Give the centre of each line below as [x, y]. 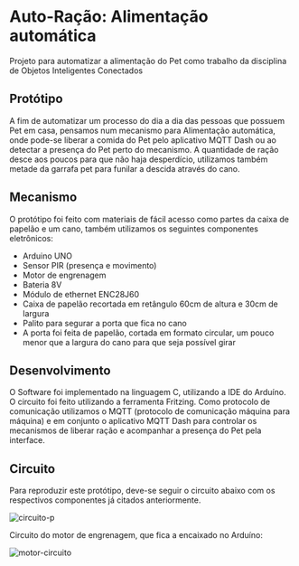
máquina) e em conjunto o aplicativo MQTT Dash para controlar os [133, 421]
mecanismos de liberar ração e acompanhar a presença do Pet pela [135, 430]
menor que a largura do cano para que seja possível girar [129, 342]
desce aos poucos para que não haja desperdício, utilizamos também [139, 159]
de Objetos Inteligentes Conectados [76, 71]
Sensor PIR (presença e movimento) [89, 265]
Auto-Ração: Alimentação [109, 17]
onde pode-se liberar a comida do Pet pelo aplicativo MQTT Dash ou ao [143, 140]
